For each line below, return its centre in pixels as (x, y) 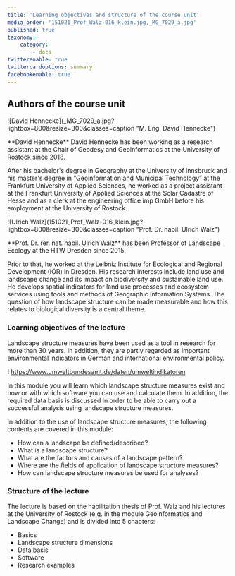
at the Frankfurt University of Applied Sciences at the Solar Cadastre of (110, 193)
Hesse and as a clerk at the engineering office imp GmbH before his (106, 200)
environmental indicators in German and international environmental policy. (116, 358)
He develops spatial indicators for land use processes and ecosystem (108, 287)
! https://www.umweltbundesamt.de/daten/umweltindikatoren (96, 371)
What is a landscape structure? (62, 450)
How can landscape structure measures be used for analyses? (108, 472)
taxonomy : (22, 37)
